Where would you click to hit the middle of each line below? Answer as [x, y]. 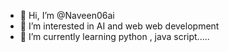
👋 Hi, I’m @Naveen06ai [67, 15]
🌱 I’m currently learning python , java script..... [114, 36]
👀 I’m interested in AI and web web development [119, 26]
